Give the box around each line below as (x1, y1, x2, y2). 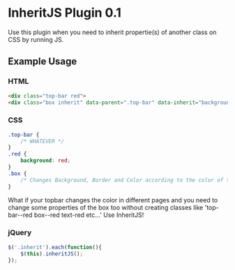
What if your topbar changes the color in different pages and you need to (8, 195, 218, 204)
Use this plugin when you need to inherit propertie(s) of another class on (8, 28, 217, 36)
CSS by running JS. (8, 35, 64, 43)
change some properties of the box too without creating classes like (8, 203, 204, 211)
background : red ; (20, 157, 71, 165)
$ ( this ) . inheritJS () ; (20, 250, 83, 257)
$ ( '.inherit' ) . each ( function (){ (8, 243, 102, 250)
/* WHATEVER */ (20, 137, 65, 144)
